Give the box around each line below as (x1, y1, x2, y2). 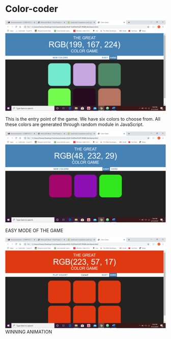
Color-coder (5, 3, 59, 15)
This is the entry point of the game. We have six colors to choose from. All (5, 116, 161, 122)
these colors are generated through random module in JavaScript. (5, 121, 144, 128)
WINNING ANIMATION (5, 329, 52, 335)
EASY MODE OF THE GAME (5, 227, 64, 233)
